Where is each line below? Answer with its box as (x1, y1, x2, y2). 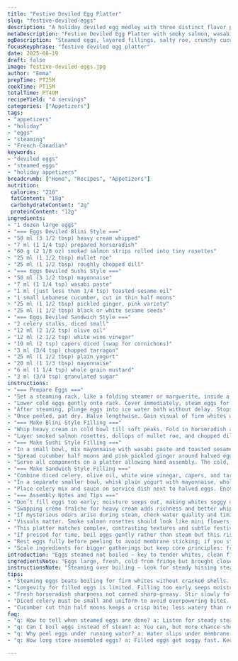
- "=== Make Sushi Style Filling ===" (7, 439, 122, 446)
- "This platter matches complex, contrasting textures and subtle (7, 525, 211, 532)
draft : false (7, 57, 46, 64)
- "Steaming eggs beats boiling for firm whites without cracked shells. (7, 577, 230, 585)
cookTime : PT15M (7, 83, 55, 90)
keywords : (7, 149, 37, 156)
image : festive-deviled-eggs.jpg (7, 63, 106, 70)
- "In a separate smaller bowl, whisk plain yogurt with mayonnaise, (7, 479, 217, 486)
